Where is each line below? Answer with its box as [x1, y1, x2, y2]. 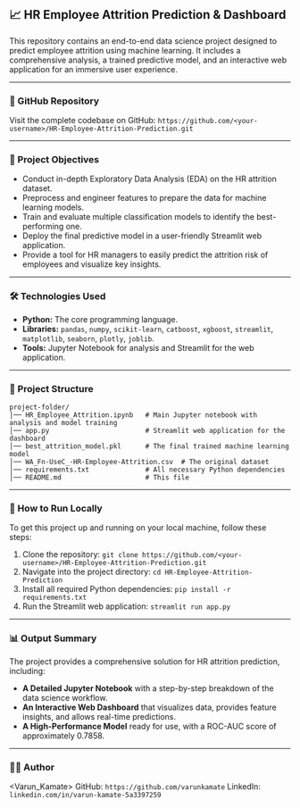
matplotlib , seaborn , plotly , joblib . [21, 333, 154, 344]
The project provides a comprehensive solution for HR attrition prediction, [9, 655, 280, 667]
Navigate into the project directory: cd [21, 566, 162, 578]
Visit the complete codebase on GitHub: [9, 115, 156, 126]
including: [9, 665, 46, 676]
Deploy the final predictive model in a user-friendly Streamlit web [21, 230, 262, 241]
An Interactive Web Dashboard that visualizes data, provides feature [21, 702, 277, 712]
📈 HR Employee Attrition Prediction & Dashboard [9, 7, 287, 22]
